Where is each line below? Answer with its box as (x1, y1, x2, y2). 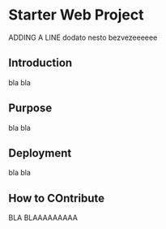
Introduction (8, 56, 73, 70)
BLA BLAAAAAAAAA (8, 213, 79, 223)
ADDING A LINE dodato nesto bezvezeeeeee (8, 32, 158, 42)
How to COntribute (8, 191, 105, 205)
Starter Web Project (8, 6, 144, 24)
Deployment (8, 146, 72, 160)
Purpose (8, 102, 53, 115)
